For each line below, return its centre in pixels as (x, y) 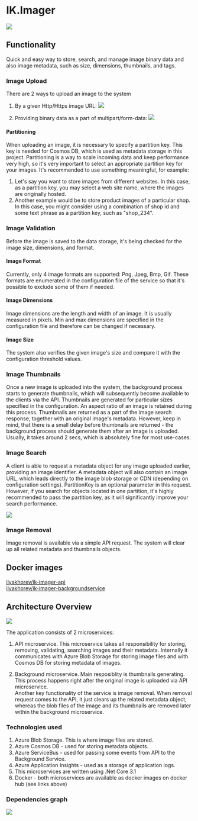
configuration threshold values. (44, 359)
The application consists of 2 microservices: (60, 632)
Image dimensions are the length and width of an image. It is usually (89, 313)
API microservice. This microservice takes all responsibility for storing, (100, 643)
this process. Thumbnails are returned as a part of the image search (89, 413)
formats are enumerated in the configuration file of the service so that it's (95, 280)
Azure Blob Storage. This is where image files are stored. (84, 740)
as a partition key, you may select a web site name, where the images (99, 188)
